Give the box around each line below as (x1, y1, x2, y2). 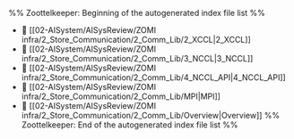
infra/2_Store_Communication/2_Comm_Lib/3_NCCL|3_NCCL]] (21, 53, 254, 63)
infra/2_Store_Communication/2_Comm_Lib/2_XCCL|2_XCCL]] (21, 35, 252, 45)
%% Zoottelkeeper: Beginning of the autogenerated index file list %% (8, 8, 266, 18)
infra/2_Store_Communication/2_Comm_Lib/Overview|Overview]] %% (21, 110, 281, 120)
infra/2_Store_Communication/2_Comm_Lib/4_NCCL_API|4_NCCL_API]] (21, 72, 286, 83)
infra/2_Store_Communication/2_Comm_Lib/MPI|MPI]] (21, 91, 221, 102)
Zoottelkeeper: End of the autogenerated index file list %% (21, 119, 238, 130)
